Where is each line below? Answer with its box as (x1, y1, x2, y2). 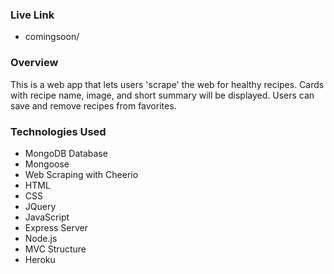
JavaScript (24, 211, 70, 223)
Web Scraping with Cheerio (24, 168, 139, 180)
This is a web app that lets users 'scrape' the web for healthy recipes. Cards (10, 78, 325, 90)
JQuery (24, 200, 57, 212)
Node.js (24, 232, 58, 244)
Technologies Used (10, 124, 107, 138)
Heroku (24, 253, 56, 265)
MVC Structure (24, 243, 87, 255)
